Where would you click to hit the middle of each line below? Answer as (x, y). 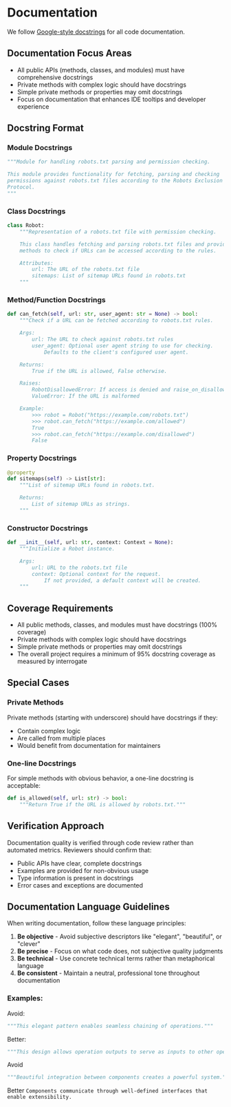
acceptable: (24, 786)
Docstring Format (45, 128)
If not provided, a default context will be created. (122, 580)
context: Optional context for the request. (97, 574)
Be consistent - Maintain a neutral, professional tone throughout (108, 973)
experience (33, 106)
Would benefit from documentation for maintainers (89, 745)
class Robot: (26, 226)
